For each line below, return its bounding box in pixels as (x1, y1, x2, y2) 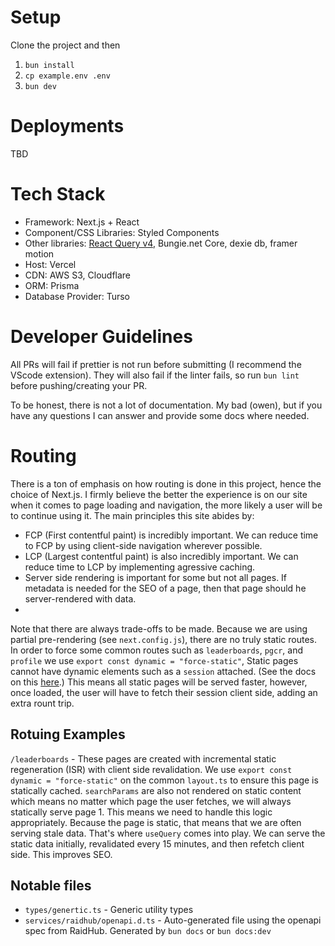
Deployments (10, 115, 125, 138)
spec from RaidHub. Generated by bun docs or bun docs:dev (24, 925, 272, 937)
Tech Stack (10, 183, 106, 206)
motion (24, 247, 55, 260)
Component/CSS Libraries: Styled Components (24, 226, 220, 238)
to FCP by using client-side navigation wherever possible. (24, 539, 263, 551)
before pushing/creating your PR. (10, 379, 148, 391)
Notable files (10, 877, 92, 894)
